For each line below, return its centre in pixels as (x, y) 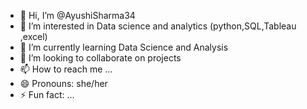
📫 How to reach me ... (66, 69)
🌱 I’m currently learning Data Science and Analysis (124, 47)
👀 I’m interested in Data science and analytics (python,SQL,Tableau (158, 26)
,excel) (33, 36)
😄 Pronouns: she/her (63, 83)
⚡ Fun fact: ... (47, 94)
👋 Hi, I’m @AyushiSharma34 (77, 15)
